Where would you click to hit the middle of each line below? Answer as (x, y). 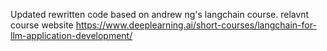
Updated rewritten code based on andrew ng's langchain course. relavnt (160, 14)
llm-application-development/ (71, 35)
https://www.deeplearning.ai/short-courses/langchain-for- (196, 25)
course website (42, 25)
